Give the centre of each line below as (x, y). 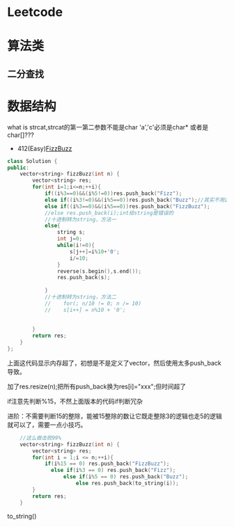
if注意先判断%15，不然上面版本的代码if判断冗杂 (75, 401)
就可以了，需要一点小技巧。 (47, 425)
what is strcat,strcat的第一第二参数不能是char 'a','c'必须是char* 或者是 (108, 127)
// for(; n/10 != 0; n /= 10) (93, 304)
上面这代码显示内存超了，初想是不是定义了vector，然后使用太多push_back (114, 363)
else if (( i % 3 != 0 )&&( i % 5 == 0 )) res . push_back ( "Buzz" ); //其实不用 (134, 200)
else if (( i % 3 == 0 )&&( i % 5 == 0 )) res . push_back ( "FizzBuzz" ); (127, 206)
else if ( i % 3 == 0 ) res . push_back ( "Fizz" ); (114, 471)
